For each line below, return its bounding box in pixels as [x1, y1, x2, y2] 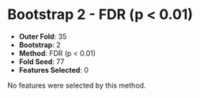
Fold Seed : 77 [18, 57, 65, 66]
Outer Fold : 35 [18, 32, 67, 41]
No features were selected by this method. [7, 81, 146, 90]
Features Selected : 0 [18, 65, 89, 74]
